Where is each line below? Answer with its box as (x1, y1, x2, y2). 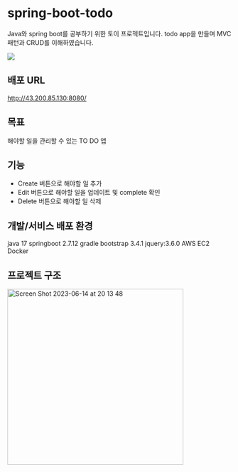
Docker (7, 247, 29, 255)
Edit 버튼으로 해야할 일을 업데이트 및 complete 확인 (17, 188, 161, 197)
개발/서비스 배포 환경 (7, 220, 93, 232)
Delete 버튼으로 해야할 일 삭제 (17, 197, 102, 205)
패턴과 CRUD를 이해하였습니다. (7, 38, 94, 47)
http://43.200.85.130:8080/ (7, 94, 87, 102)
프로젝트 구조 (7, 269, 62, 281)
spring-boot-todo (7, 5, 114, 21)
